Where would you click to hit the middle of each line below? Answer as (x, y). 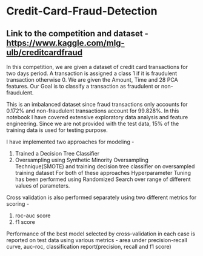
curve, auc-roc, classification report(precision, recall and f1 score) (89, 247)
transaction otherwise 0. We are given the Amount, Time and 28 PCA (92, 80)
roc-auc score (33, 215)
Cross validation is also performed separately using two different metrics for (101, 197)
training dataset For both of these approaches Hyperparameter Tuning (103, 173)
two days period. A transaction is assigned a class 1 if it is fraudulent (92, 73)
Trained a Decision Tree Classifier (57, 153)
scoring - (18, 204)
